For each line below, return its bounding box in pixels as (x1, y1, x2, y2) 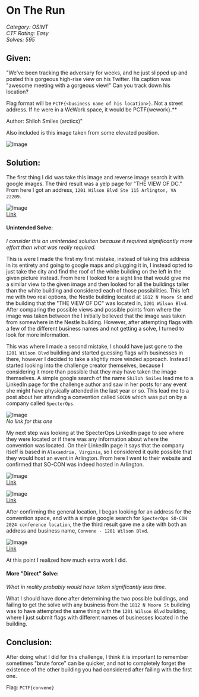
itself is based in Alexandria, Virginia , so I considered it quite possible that (6, 448, 192, 455)
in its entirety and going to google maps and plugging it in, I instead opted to (6, 262, 193, 269)
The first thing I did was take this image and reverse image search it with (6, 173, 184, 181)
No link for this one (6, 418, 53, 425)
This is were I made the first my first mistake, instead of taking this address (6, 255, 190, 262)
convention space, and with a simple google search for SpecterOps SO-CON (6, 514, 187, 521)
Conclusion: (6, 637, 52, 648)
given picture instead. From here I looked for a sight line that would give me (6, 274, 191, 281)
